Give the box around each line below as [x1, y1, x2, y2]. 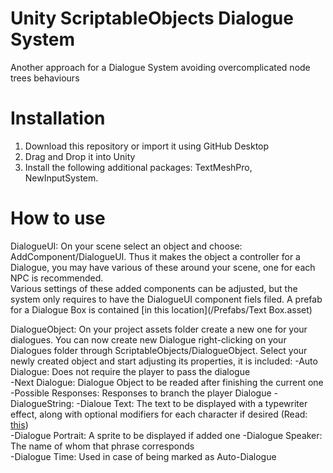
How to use [10, 207, 106, 230]
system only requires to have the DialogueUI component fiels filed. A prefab [10, 293, 323, 305]
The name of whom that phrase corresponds [10, 440, 195, 452]
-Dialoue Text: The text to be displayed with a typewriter [76, 397, 308, 409]
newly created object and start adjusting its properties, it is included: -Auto [10, 355, 318, 367]
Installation [10, 107, 106, 130]
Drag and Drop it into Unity [24, 150, 136, 162]
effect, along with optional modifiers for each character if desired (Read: [10, 408, 308, 420]
